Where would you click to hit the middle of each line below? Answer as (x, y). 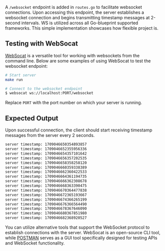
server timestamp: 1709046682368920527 (46, 218)
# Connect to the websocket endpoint (44, 88)
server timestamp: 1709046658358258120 (46, 163)
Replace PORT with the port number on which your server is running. (74, 103)
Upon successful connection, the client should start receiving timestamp (79, 130)
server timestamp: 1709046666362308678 (46, 181)
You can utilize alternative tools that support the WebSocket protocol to (78, 227)
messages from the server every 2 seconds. (50, 135)
